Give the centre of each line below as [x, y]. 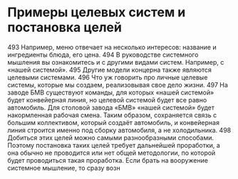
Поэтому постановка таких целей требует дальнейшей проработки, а [114, 145]
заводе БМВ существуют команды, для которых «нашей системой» [111, 92]
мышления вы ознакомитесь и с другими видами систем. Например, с [116, 62]
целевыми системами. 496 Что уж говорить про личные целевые [108, 77]
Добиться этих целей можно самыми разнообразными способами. [111, 137]
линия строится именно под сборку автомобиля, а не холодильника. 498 [119, 130]
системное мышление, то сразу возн [64, 168]
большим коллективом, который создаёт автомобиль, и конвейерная [113, 122]
